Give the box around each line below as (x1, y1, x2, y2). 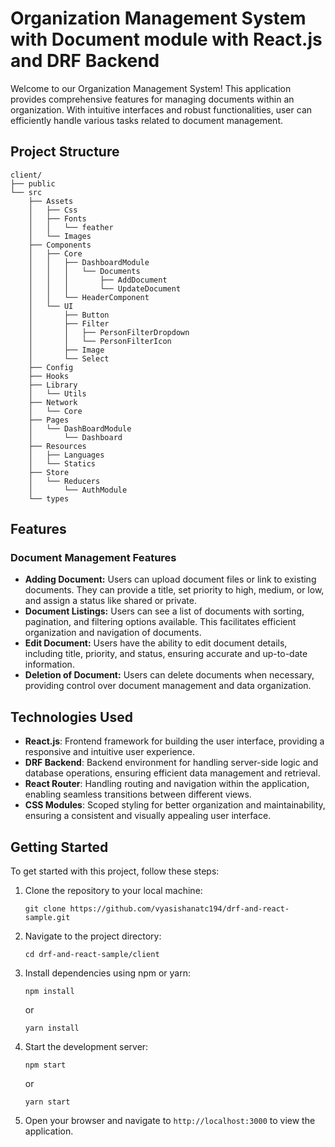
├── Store (28, 467, 70, 477)
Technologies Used (10, 708, 133, 726)
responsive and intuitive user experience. (24, 746, 196, 758)
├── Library (28, 380, 78, 390)
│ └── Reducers (28, 476, 101, 486)
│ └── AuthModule (28, 485, 128, 495)
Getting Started (10, 838, 109, 856)
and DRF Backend (10, 50, 160, 72)
